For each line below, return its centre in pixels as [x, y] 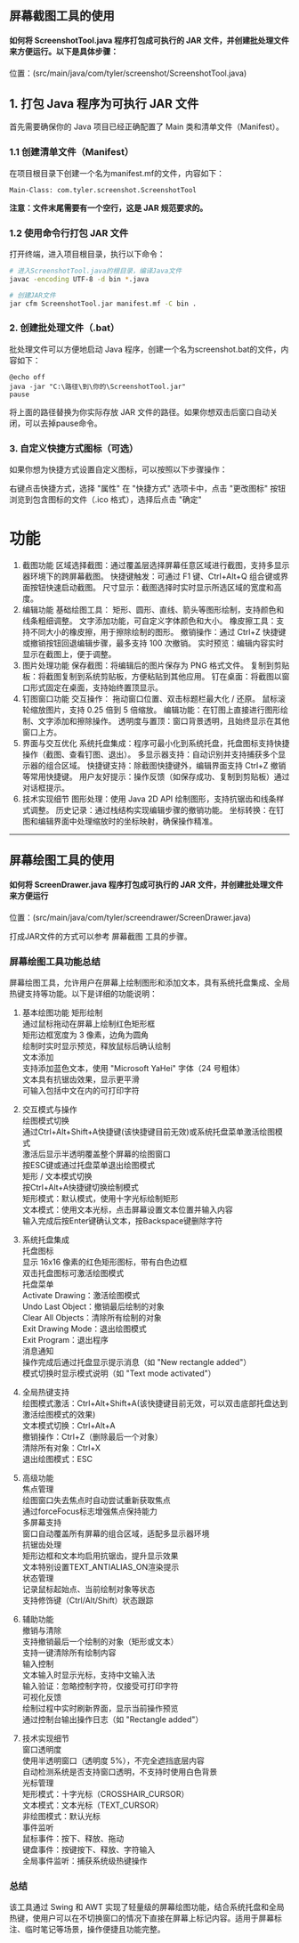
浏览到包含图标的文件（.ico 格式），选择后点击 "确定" [105, 500]
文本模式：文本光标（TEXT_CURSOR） [93, 1805]
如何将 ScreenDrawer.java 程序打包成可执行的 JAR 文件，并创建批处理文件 [146, 885]
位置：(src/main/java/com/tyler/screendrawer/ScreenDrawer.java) [130, 917]
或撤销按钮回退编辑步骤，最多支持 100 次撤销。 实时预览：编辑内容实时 [153, 643]
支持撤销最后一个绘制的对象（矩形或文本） [100, 1641]
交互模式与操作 [49, 1109]
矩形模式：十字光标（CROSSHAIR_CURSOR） [105, 1793]
